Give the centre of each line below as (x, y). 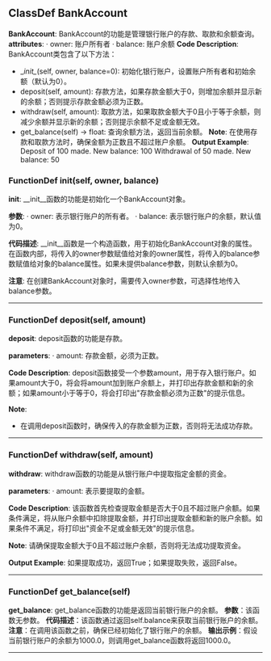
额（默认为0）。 (45, 81)
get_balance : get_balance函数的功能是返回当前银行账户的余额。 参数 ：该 (131, 610)
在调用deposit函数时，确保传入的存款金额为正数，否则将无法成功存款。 (138, 426)
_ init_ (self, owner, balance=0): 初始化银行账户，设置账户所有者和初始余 (138, 71)
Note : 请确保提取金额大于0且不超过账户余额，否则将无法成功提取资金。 (127, 545)
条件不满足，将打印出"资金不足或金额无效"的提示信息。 (107, 528)
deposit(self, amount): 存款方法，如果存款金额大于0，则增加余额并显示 (138, 91)
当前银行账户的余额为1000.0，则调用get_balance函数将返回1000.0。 (122, 640)
